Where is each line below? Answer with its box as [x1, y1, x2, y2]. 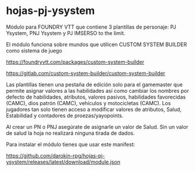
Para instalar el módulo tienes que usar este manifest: [6, 141, 135, 148]
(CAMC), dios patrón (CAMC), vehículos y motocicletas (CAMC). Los [6, 99, 171, 106]
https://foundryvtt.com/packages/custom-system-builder [6, 58, 145, 65]
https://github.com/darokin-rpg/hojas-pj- [6, 152, 105, 159]
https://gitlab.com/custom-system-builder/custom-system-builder [6, 69, 165, 76]
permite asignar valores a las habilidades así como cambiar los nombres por [6, 87, 189, 94]
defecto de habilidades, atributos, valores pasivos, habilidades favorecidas [6, 93, 186, 100]
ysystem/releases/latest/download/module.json [6, 158, 121, 165]
